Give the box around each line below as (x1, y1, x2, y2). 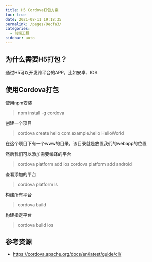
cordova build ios (17, 222, 54, 228)
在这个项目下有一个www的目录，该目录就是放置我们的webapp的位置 (5, 140, 147, 146)
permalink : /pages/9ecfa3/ (5, 21, 62, 27)
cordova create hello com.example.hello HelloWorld (17, 130, 124, 136)
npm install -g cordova (17, 110, 64, 116)
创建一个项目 (5, 120, 32, 126)
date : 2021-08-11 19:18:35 (5, 17, 62, 22)
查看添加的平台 (5, 171, 36, 177)
